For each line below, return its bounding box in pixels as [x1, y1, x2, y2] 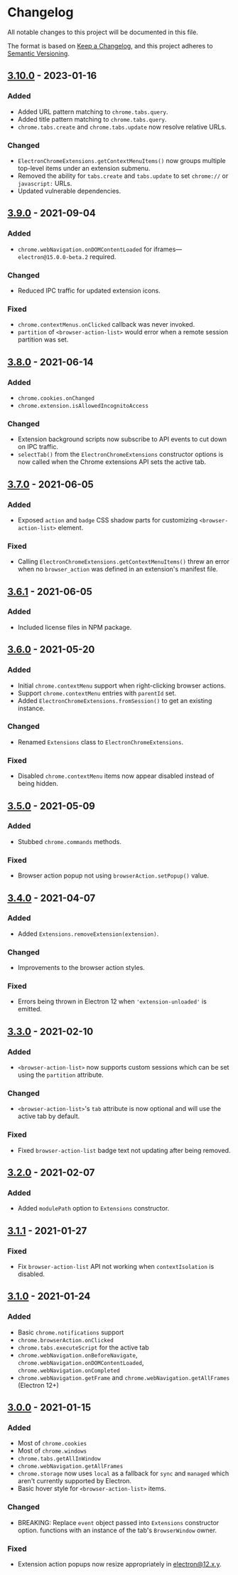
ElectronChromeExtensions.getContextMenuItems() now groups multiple [17, 156, 226, 164]
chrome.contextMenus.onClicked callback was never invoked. [17, 320, 195, 329]
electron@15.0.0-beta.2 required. [17, 252, 117, 260]
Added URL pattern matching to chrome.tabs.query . [17, 107, 168, 116]
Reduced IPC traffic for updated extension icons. [17, 286, 161, 295]
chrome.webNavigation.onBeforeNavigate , [17, 1350, 138, 1359]
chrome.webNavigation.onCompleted [17, 1367, 120, 1374]
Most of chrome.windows [17, 1446, 87, 1455]
